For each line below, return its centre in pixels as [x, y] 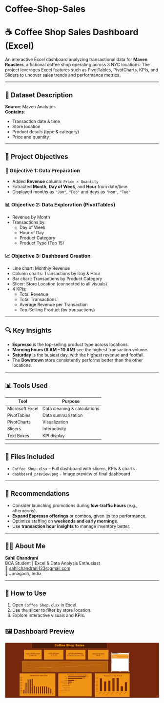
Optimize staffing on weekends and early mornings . [65, 521]
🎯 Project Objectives [37, 157]
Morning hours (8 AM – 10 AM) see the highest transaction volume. [80, 350]
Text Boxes [18, 436]
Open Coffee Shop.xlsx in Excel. [45, 605]
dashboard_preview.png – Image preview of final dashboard [71, 474]
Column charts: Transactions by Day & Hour [56, 274]
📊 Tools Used [26, 386]
